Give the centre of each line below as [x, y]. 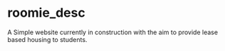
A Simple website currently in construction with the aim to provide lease [113, 32]
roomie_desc [46, 13]
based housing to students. [47, 39]
